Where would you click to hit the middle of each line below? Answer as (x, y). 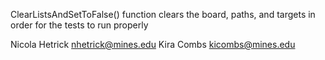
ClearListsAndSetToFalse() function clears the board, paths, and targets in (163, 14)
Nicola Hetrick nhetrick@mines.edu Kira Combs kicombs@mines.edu (153, 44)
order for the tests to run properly (79, 25)
